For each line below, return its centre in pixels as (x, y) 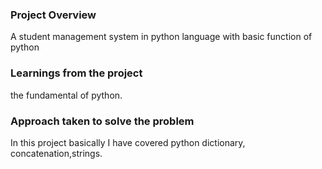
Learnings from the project (76, 73)
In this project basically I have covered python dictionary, (128, 142)
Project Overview (53, 15)
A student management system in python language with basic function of (161, 37)
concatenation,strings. (56, 153)
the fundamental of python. (66, 95)
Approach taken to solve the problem (102, 121)
